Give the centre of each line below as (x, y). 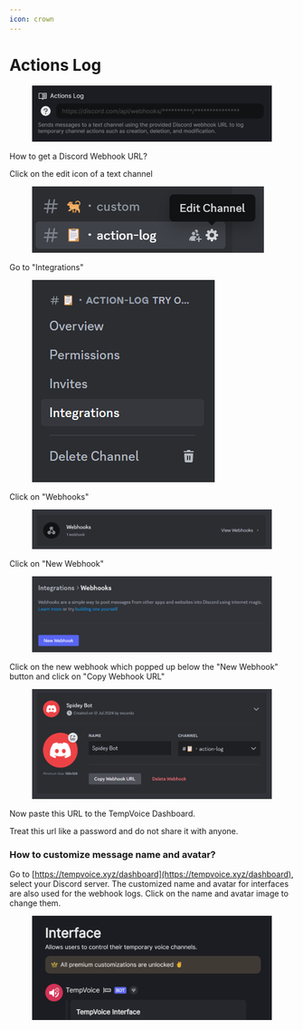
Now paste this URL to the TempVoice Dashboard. (103, 813)
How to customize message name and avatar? (113, 854)
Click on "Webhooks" (49, 496)
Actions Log (56, 65)
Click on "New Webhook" (57, 564)
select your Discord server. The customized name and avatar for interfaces (149, 883)
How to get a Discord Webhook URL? (78, 156)
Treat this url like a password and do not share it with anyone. (124, 831)
